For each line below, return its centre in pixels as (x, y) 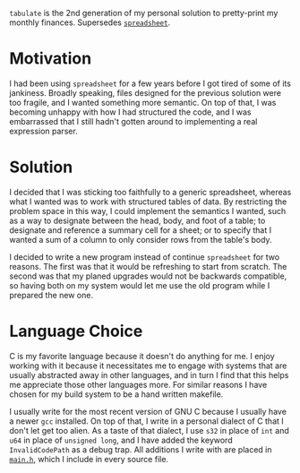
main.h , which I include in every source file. (89, 459)
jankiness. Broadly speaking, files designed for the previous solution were (146, 92)
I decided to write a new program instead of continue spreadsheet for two (145, 257)
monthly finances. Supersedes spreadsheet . (90, 22)
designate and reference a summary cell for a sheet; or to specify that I (140, 230)
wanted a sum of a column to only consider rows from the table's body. (141, 239)
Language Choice (76, 331)
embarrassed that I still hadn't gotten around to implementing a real (133, 121)
